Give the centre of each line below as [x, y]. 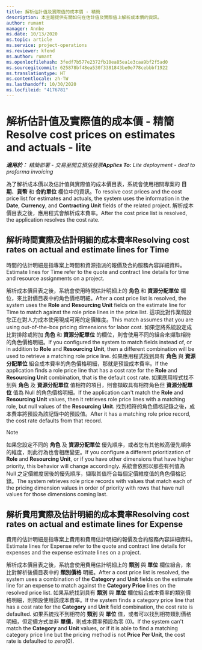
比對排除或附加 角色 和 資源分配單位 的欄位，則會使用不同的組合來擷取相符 [99, 335]
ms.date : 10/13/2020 [32, 34]
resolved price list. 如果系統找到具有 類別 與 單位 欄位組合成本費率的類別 [96, 593]
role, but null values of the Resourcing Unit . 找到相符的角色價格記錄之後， [98, 406]
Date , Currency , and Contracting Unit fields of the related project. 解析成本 [100, 205]
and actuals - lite [49, 147]
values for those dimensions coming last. [57, 494]
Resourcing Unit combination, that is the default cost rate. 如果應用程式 [95, 377]
